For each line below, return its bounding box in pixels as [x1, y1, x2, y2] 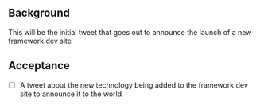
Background [8, 6, 70, 20]
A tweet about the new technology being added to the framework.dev [19, 80, 249, 90]
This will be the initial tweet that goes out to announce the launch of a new [8, 27, 252, 37]
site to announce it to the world [19, 89, 122, 99]
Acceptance [8, 59, 70, 72]
